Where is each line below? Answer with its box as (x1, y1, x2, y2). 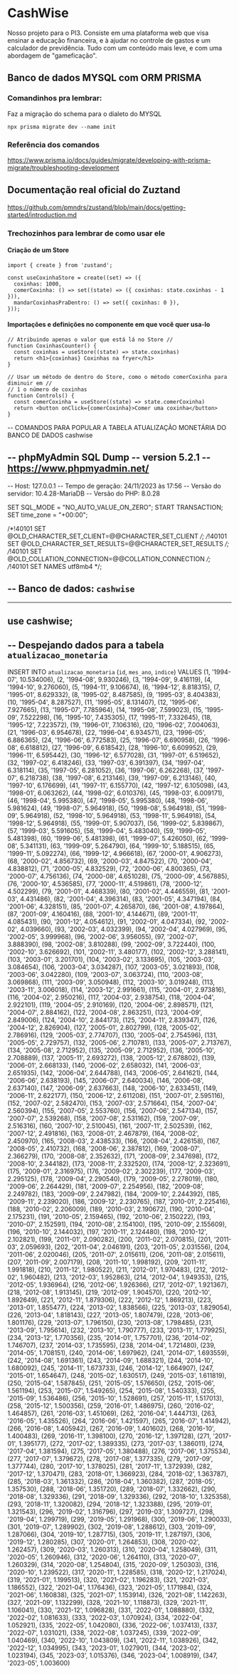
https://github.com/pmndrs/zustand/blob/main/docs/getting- (7, 203, 186, 211)
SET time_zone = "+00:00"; (7, 511, 88, 519)
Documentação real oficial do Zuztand (7, 184, 181, 197)
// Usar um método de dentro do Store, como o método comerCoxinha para (7, 374, 228, 381)
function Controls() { (7, 392, 75, 399)
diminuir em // (7, 380, 53, 387)
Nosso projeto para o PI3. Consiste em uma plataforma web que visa (7, 28, 209, 37)
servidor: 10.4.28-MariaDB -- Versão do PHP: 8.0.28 (7, 489, 160, 498)
